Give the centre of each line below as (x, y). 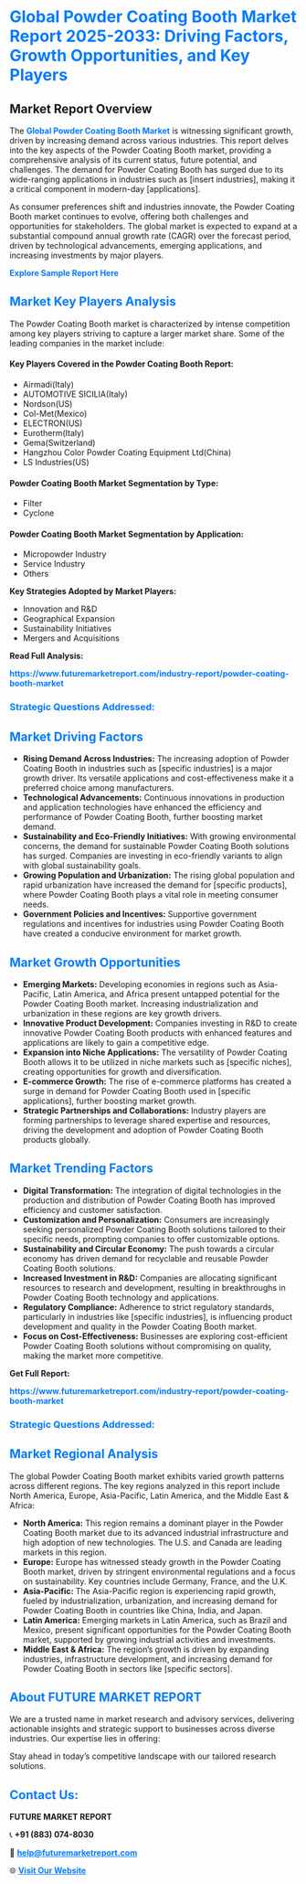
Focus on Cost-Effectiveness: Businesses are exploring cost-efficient (155, 1336)
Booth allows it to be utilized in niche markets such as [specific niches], (157, 1061)
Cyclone (38, 513)
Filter (32, 504)
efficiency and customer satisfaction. (92, 1209)
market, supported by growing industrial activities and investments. (149, 1639)
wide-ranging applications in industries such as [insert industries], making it (152, 179)
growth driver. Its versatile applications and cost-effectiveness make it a (158, 778)
